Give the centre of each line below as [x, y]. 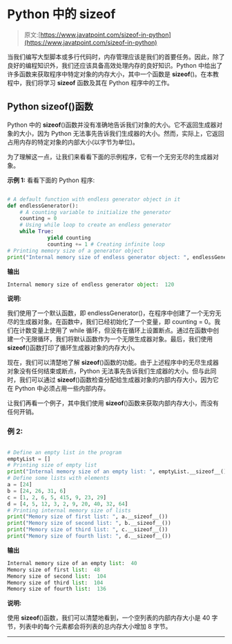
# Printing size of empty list [52, 465]
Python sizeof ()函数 [50, 107]
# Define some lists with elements [58, 478]
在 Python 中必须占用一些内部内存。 [58, 388]
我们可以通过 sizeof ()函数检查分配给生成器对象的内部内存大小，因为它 [119, 380]
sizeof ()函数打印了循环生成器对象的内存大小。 [73, 348]
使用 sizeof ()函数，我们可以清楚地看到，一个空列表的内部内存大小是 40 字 [113, 618]
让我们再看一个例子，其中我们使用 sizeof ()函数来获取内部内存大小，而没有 [113, 403]
